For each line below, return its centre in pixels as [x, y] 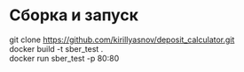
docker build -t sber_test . [56, 48]
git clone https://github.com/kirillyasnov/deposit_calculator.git [122, 40]
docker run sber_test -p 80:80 [64, 58]
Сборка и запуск [74, 15]
